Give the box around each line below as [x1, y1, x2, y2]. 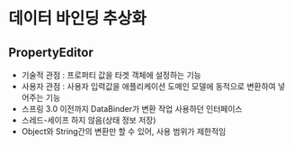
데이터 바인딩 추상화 [8, 8, 147, 29]
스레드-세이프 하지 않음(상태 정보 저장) [21, 114, 156, 125]
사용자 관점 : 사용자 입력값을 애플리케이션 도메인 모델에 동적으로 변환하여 [21, 81, 276, 91]
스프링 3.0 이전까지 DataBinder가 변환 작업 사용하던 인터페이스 [21, 104, 243, 114]
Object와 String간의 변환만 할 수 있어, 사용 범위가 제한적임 [21, 126, 227, 136]
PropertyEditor [8, 44, 94, 59]
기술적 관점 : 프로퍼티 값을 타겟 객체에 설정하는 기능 [21, 69, 201, 80]
